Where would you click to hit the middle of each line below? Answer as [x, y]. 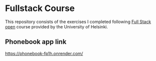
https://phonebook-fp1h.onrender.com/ [44, 53]
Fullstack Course [40, 8]
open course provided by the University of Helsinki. [57, 26]
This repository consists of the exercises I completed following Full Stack [78, 22]
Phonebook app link [36, 42]
